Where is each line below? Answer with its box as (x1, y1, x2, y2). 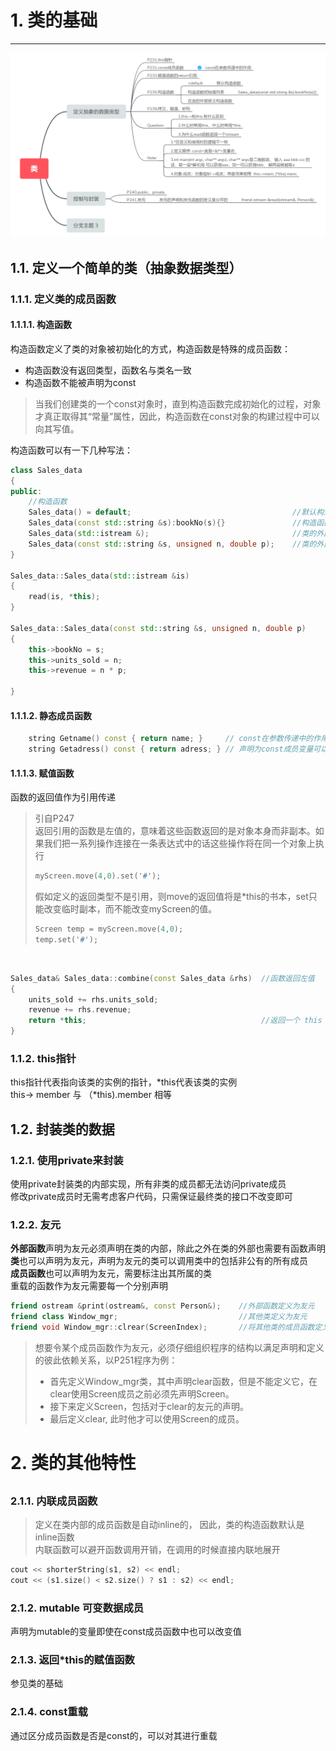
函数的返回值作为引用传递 (10, 791, 116, 803)
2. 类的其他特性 (10, 1452, 137, 1475)
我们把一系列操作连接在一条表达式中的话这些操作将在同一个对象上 (43, 837, 316, 850)
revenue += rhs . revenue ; (28, 1005, 132, 1015)
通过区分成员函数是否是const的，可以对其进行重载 (10, 1729, 218, 1741)
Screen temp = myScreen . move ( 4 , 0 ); (34, 924, 184, 935)
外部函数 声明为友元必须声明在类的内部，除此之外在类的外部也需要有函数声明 (10, 1242, 326, 1255)
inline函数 (34, 1531, 75, 1543)
